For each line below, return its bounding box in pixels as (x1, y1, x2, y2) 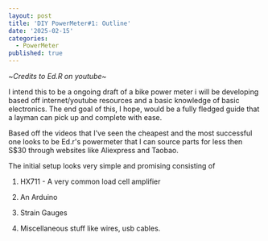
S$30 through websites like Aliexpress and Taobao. (8, 146, 179, 155)
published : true (8, 49, 63, 57)
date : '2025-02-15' (8, 27, 74, 35)
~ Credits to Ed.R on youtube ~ (8, 72, 107, 81)
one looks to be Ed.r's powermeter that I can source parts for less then (8, 137, 243, 146)
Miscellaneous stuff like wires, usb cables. (19, 223, 161, 233)
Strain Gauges (19, 208, 68, 218)
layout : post (8, 11, 52, 20)
